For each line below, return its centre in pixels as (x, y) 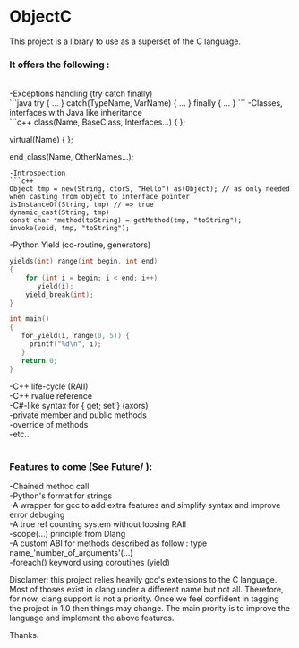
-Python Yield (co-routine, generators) (80, 245)
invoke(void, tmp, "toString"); (69, 229)
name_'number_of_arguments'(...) (71, 552)
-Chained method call (49, 486)
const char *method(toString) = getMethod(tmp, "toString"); (126, 220)
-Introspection (38, 173)
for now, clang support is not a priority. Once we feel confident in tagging (144, 599)
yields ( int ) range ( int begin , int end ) (84, 262)
